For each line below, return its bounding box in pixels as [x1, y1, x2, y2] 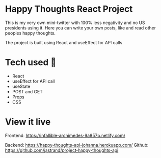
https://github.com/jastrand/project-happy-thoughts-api [5, 147, 119, 153]
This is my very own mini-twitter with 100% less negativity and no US [5, 20, 145, 26]
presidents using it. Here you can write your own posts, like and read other [5, 25, 156, 30]
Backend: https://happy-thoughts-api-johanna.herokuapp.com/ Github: [5, 142, 149, 148]
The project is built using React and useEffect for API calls [5, 39, 123, 45]
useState [12, 83, 30, 89]
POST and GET [12, 88, 43, 94]
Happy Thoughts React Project [5, 3, 133, 15]
